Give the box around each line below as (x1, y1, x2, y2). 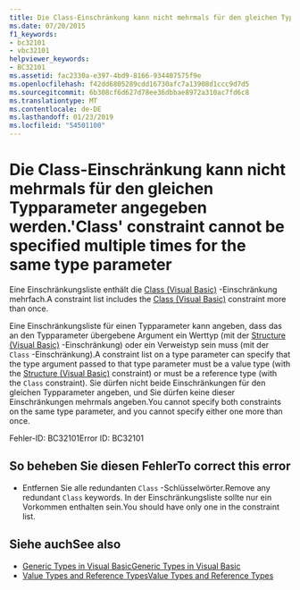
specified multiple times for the (9, 236, 246, 256)
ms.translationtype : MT (9, 96, 98, 105)
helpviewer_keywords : (9, 55, 90, 63)
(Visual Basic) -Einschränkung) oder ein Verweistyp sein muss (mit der (9, 339, 270, 350)
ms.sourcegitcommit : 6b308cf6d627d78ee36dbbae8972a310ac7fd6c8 (9, 88, 250, 97)
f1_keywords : (9, 29, 58, 38)
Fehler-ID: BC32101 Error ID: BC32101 (9, 433, 145, 443)
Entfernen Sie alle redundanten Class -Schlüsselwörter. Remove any (21, 482, 271, 493)
